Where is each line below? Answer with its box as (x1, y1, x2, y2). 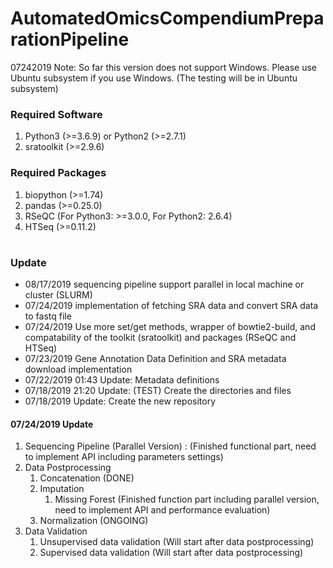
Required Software (10, 107, 103, 121)
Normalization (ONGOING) (39, 515, 149, 527)
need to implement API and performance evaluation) (54, 504, 271, 516)
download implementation (24, 363, 133, 376)
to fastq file (24, 310, 72, 322)
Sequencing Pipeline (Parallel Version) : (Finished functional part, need (24, 440, 317, 452)
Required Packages (10, 166, 107, 180)
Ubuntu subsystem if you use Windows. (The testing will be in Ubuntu (10, 72, 298, 84)
